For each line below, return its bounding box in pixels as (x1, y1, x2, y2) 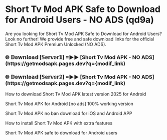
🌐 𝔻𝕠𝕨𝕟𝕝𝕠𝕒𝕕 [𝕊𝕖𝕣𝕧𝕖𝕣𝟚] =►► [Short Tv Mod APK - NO (5, 73, 140, 80)
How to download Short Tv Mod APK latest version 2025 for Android (5, 91, 146, 97)
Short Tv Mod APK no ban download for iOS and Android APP (5, 110, 132, 116)
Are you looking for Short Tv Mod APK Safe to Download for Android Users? (5, 30, 162, 36)
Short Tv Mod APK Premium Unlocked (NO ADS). (5, 41, 107, 47)
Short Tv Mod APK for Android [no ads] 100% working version (5, 101, 134, 107)
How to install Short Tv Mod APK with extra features (5, 120, 113, 126)
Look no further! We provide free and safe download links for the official (5, 36, 154, 42)
